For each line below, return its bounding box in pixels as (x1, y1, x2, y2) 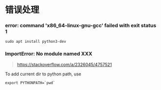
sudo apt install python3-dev (5, 39, 67, 44)
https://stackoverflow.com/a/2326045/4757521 (17, 61, 112, 67)
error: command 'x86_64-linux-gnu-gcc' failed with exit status (5, 22, 157, 29)
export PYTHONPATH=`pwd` (5, 80, 55, 85)
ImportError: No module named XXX (5, 51, 92, 57)
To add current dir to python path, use (5, 71, 81, 77)
